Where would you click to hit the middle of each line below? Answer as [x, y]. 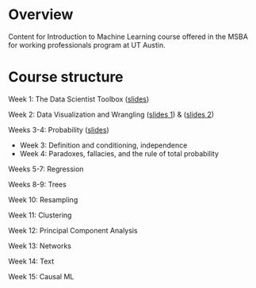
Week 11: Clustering [40, 215]
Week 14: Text [31, 261]
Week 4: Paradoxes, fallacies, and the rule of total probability [119, 153]
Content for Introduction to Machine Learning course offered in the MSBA [128, 36]
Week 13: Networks [40, 246]
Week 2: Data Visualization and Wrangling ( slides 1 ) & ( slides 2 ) [111, 114]
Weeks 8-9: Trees [38, 184]
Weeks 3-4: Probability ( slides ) [59, 129]
